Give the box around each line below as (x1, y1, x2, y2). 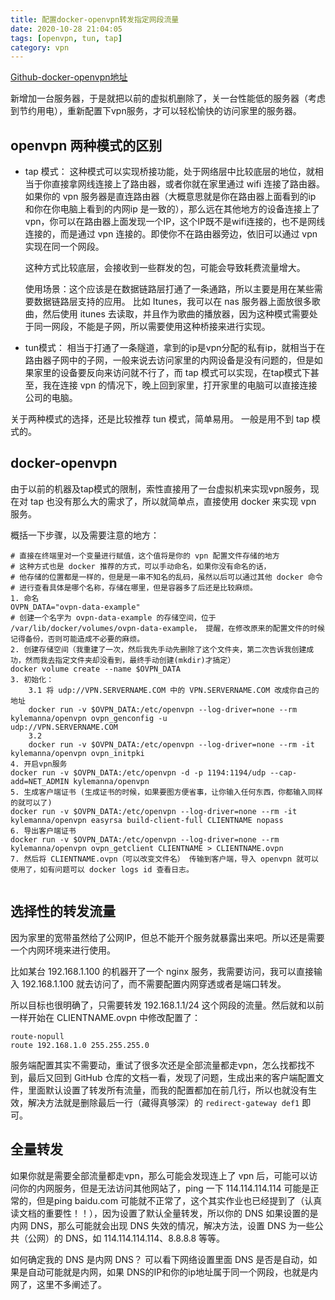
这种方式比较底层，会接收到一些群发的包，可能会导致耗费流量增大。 (24, 262, 306, 274)
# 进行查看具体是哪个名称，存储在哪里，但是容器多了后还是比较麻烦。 (10, 582, 258, 593)
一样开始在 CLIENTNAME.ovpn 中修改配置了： (10, 1011, 201, 1023)
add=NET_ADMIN (10, 776, 70, 786)
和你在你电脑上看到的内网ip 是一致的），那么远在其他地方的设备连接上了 (24, 203, 320, 215)
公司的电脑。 (24, 392, 78, 404)
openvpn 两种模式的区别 (10, 137, 163, 154)
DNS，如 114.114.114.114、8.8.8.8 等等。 (64, 1232, 226, 1244)
